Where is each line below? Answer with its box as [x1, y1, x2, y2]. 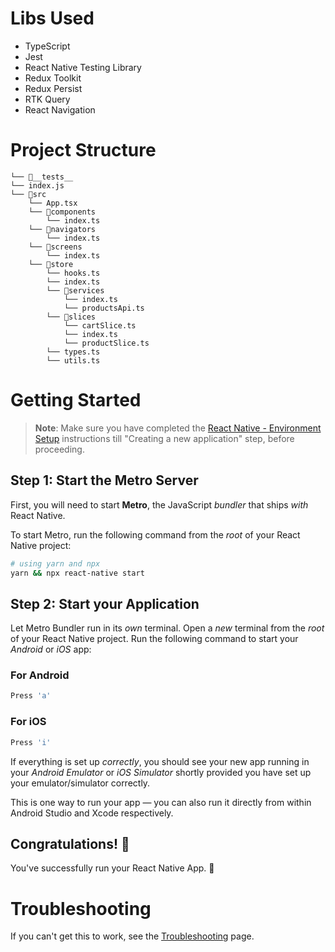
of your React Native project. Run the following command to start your [10, 633, 299, 645]
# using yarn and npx [10, 558, 101, 569]
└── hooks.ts [46, 268, 101, 278]
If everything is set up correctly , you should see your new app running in [10, 755, 310, 767]
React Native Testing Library [24, 61, 142, 73]
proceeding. [34, 443, 85, 455]
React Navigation [24, 103, 96, 116]
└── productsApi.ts [63, 303, 145, 313]
